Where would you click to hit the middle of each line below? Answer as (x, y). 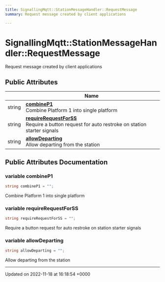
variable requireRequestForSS (42, 208)
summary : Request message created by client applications (66, 14)
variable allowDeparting (34, 240)
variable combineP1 (29, 176)
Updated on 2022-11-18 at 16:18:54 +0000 (48, 274)
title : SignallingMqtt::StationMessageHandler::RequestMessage (71, 10)
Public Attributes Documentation (56, 162)
